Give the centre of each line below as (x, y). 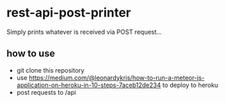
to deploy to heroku (190, 85)
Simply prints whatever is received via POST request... (84, 32)
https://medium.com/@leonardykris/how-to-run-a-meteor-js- (117, 77)
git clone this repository (50, 70)
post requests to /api (46, 92)
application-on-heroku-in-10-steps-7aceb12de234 (89, 85)
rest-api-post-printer (69, 13)
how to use (31, 54)
